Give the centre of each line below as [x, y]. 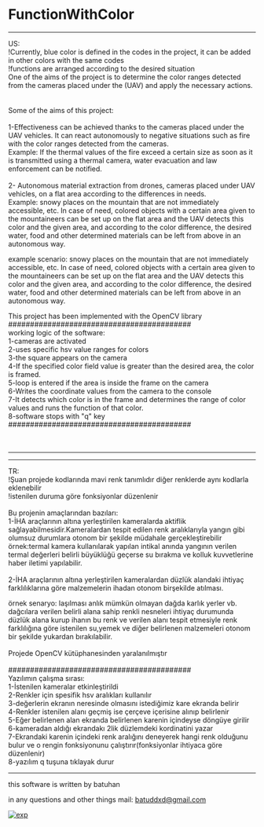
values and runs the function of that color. [76, 408]
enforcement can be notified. [55, 168]
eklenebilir [25, 488]
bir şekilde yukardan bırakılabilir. [60, 636]
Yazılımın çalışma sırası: [46, 678]
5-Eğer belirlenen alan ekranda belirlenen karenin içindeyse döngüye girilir [129, 719]
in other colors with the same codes [66, 60]
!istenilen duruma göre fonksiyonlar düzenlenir [83, 496]
